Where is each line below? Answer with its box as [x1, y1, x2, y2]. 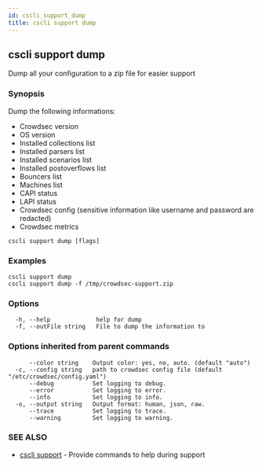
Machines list [19, 180, 63, 189]
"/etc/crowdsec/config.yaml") [8, 373, 107, 381]
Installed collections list [19, 138, 96, 148]
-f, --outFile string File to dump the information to [15, 323, 206, 331]
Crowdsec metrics [19, 222, 79, 231]
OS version [19, 130, 56, 139]
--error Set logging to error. [28, 386, 167, 394]
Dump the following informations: [8, 106, 116, 116]
